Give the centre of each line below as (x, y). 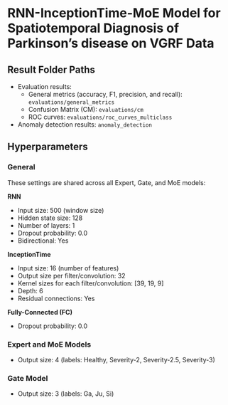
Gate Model (28, 378)
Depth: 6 (31, 290)
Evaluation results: (45, 86)
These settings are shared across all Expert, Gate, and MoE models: (107, 182)
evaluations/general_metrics (71, 102)
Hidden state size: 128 (50, 218)
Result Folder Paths (51, 69)
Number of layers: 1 (46, 225)
